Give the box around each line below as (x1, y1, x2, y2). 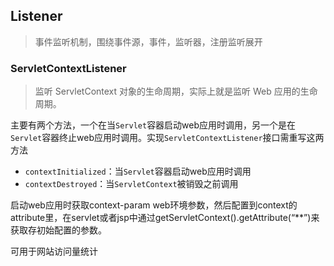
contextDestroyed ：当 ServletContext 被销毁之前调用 (24, 178, 239, 190)
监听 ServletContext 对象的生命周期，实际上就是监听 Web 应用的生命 (34, 85, 318, 98)
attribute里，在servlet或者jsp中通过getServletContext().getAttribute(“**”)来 (10, 212, 320, 224)
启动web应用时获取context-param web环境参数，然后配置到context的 (10, 199, 298, 211)
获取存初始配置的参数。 (10, 224, 107, 236)
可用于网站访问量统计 (10, 245, 98, 258)
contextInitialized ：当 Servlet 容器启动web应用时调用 (24, 165, 252, 178)
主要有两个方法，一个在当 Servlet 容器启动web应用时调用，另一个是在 (10, 119, 297, 131)
